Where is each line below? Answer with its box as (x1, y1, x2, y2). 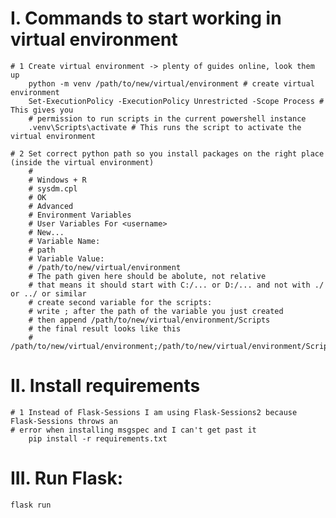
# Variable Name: (28, 236, 101, 246)
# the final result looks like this (28, 323, 182, 334)
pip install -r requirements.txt (28, 433, 168, 444)
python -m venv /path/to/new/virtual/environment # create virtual (28, 78, 315, 89)
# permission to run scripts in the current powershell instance (28, 113, 307, 124)
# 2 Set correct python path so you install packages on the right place (10, 148, 325, 159)
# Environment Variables (28, 210, 132, 220)
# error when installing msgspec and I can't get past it (10, 425, 257, 435)
